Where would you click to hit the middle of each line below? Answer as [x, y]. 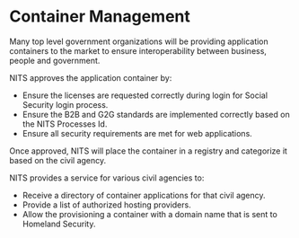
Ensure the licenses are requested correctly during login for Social [145, 95]
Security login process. [65, 104]
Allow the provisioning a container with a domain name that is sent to [150, 214]
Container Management [100, 17]
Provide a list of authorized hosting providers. [106, 205]
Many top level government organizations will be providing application [139, 41]
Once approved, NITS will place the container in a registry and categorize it [148, 151]
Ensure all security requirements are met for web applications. [137, 133]
